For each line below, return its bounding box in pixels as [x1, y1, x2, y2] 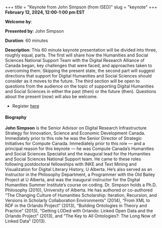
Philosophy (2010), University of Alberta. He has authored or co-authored [5, 187, 153, 193]
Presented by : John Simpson [5, 28, 64, 34]
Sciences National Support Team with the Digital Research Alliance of [5, 57, 145, 63]
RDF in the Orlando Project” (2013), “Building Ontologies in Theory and [5, 203, 147, 209]
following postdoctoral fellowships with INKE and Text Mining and [5, 161, 137, 167]
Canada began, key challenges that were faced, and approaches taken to [5, 63, 152, 68]
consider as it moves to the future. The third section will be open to [5, 78, 140, 84]
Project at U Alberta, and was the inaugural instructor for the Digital [5, 177, 141, 183]
